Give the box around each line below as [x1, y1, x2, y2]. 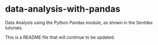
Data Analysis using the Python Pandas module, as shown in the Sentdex [5, 20, 153, 25]
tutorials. [5, 24, 23, 30]
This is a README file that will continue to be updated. [5, 34, 115, 40]
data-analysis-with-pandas [5, 3, 121, 15]
